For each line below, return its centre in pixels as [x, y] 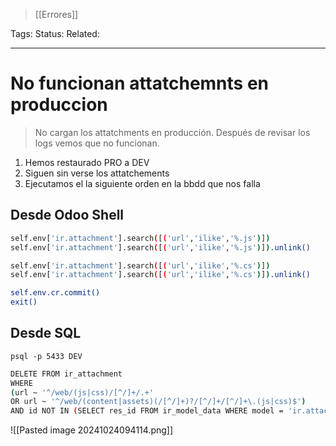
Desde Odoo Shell [67, 215]
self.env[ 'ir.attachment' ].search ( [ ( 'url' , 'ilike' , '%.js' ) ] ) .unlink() [160, 247]
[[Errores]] [56, 14]
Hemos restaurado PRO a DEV [87, 162]
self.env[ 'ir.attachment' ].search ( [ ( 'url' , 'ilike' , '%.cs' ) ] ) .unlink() [160, 275]
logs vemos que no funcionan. [97, 143]
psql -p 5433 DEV [46, 356]
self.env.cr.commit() [55, 293]
